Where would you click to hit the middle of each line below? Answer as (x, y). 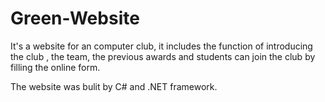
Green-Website (75, 18)
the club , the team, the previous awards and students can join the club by (163, 56)
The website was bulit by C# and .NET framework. (114, 86)
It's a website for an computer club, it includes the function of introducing (161, 46)
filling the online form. (55, 67)
